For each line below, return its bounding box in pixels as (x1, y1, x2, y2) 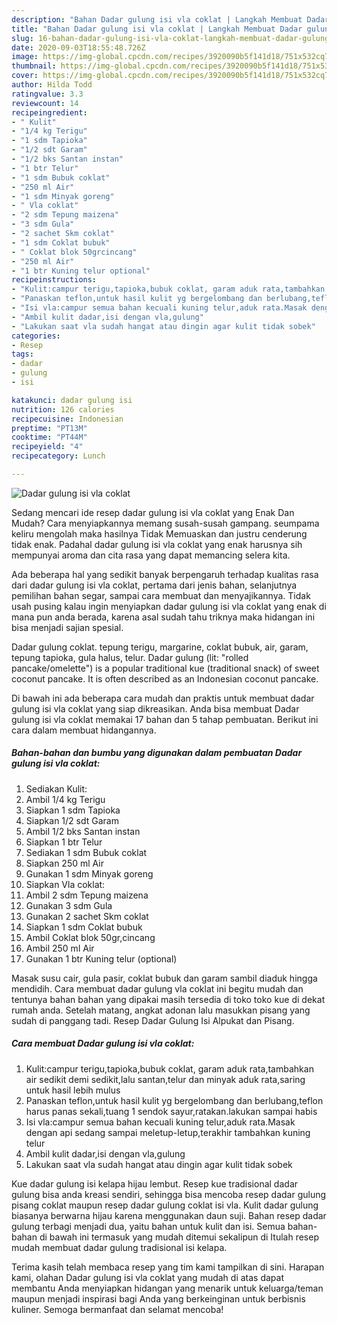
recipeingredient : (11, 107, 88, 118)
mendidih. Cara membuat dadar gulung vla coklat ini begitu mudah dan (11, 982, 304, 995)
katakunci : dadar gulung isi (11, 395, 133, 405)
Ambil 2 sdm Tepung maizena (25, 889, 149, 901)
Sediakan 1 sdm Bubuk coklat (25, 846, 148, 858)
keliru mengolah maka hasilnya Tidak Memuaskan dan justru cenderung (11, 527, 308, 540)
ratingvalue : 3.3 (11, 89, 84, 99)
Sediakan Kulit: (25, 782, 88, 795)
